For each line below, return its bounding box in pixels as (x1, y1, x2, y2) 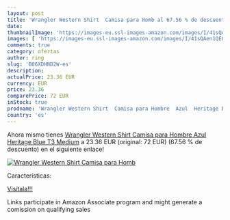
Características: (7, 171, 52, 180)
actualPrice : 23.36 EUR (7, 73, 75, 81)
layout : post (7, 10, 44, 17)
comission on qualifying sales (7, 205, 91, 213)
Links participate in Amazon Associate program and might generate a (7, 197, 203, 206)
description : (7, 67, 44, 74)
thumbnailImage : (7, 29, 53, 36)
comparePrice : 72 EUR (7, 93, 69, 100)
